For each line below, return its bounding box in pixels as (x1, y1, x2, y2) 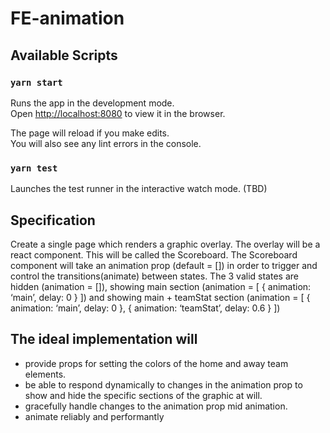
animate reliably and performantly (24, 410, 165, 422)
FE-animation (10, 7, 125, 30)
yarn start (10, 77, 63, 88)
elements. (24, 368, 67, 380)
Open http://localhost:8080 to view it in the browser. (10, 107, 226, 119)
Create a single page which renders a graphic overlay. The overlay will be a (10, 238, 321, 250)
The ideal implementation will (10, 331, 198, 348)
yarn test (10, 162, 58, 174)
